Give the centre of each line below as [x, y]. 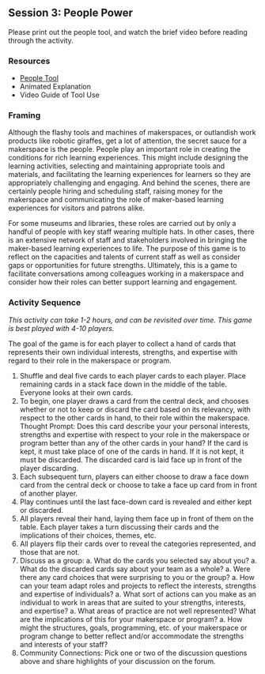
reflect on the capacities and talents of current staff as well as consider [125, 257]
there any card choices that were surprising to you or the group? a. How [137, 577]
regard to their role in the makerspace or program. [90, 360]
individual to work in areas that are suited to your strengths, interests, [132, 602]
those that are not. [50, 552]
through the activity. [41, 40]
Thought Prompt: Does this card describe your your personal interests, [135, 426]
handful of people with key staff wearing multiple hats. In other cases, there [131, 232]
